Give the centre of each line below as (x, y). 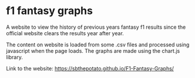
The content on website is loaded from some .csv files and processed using (98, 45)
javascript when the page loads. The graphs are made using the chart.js (93, 50)
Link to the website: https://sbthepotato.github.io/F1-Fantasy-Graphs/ (90, 68)
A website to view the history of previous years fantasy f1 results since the (96, 27)
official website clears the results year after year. (65, 33)
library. (15, 57)
